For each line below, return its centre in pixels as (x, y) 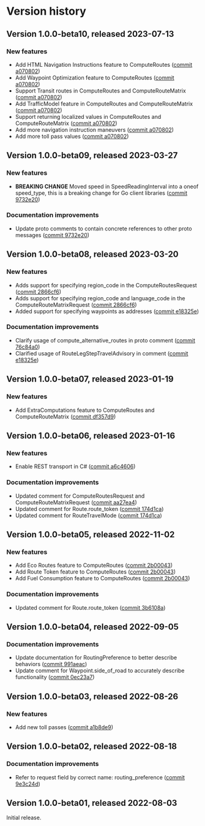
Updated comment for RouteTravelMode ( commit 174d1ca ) (88, 515)
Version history (47, 11)
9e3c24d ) (28, 784)
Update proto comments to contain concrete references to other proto (103, 229)
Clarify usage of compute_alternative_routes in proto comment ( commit (105, 340)
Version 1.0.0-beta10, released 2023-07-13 (90, 34)
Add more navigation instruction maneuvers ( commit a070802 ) (95, 129)
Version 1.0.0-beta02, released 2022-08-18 (92, 747)
